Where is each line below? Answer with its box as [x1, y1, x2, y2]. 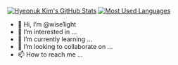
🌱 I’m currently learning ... [17, 35, 93, 43]
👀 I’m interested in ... [17, 28, 77, 36]
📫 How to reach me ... [17, 50, 83, 59]
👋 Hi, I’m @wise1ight [17, 20, 76, 28]
